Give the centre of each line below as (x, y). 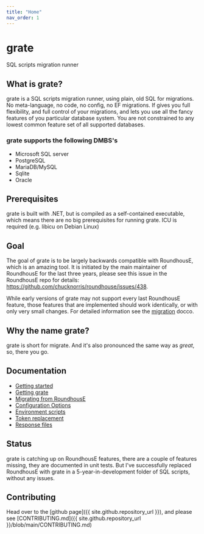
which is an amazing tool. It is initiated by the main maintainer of (87, 267)
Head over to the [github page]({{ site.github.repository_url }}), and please (99, 512)
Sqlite (22, 173)
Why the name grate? (48, 331)
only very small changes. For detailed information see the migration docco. (100, 312)
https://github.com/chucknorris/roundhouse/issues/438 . (77, 287)
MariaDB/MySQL (36, 167)
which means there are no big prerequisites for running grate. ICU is (92, 220)
